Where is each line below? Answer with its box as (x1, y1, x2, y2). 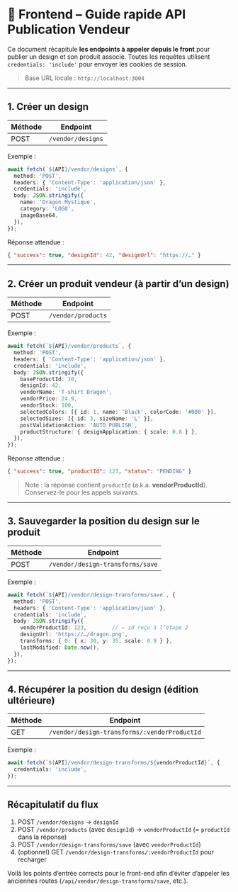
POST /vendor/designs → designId (17, 818, 119, 826)
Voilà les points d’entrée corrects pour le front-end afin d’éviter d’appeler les (7, 869, 230, 877)
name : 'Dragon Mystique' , (20, 198, 97, 206)
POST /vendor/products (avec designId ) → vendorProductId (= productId (17, 825, 230, 833)
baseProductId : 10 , (20, 376, 78, 383)
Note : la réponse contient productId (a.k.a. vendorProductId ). (24, 481, 208, 490)
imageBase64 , (20, 212, 59, 219)
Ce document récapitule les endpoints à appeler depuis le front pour (7, 45, 210, 53)
